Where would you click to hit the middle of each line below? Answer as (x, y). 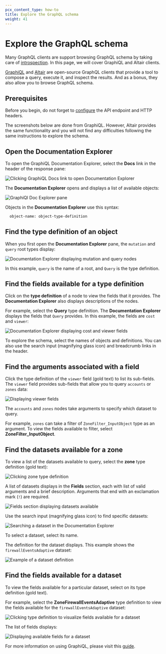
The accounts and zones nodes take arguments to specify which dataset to (81, 409)
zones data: (17, 389)
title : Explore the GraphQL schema (42, 14)
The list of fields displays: (31, 627)
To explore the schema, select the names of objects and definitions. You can (83, 340)
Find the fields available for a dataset (63, 575)
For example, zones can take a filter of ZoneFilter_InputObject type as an (80, 423)
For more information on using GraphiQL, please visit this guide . (70, 646)
